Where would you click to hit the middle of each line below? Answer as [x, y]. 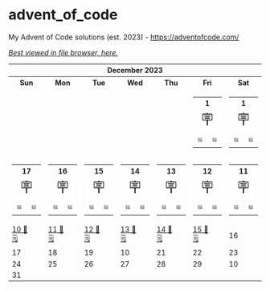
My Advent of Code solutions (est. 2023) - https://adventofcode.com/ [124, 37]
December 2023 [135, 71]
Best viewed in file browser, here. [63, 52]
